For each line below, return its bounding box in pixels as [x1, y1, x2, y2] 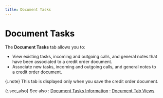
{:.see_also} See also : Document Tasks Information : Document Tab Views [5, 88, 155, 94]
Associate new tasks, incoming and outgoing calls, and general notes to [12, 64, 157, 69]
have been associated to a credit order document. [12, 59, 113, 65]
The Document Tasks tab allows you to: [5, 44, 86, 50]
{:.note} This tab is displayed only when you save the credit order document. [5, 78, 159, 84]
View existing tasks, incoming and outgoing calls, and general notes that [12, 53, 157, 59]
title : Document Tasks [5, 7, 51, 12]
